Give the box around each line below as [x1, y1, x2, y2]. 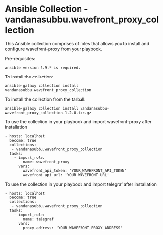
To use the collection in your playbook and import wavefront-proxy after [5, 118, 152, 124]
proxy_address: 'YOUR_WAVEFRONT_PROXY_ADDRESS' [23, 225, 122, 230]
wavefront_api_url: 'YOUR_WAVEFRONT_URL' [23, 172, 110, 177]
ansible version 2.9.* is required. [5, 65, 81, 70]
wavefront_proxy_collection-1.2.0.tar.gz [5, 110, 92, 115]
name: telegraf [23, 216, 54, 222]
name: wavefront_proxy [23, 159, 70, 164]
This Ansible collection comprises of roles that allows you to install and [5, 40, 150, 46]
